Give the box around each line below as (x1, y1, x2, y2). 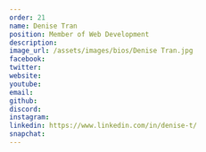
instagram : (9, 113, 50, 122)
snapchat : (9, 130, 46, 139)
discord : (9, 105, 42, 114)
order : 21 (9, 13, 46, 22)
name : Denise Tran (9, 21, 78, 30)
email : (9, 88, 34, 97)
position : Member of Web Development (9, 30, 150, 38)
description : (9, 38, 58, 47)
